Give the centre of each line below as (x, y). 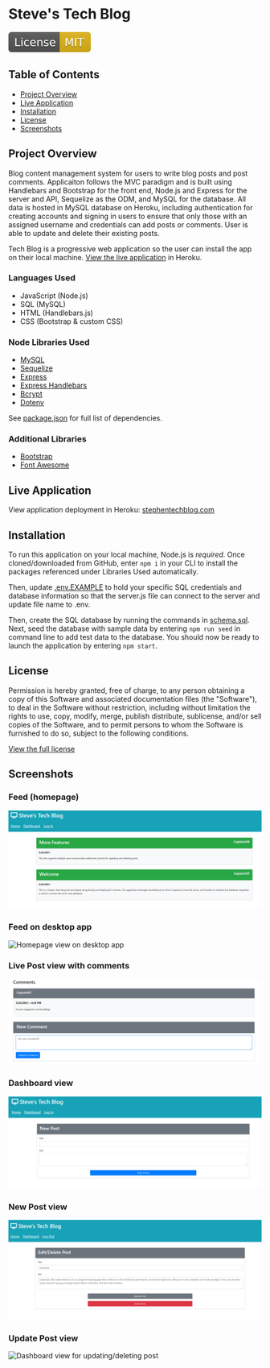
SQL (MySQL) (43, 304)
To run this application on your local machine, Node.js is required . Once (127, 555)
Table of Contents (54, 75)
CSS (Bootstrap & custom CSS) (71, 321)
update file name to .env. (49, 604)
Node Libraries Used (49, 342)
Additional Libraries (47, 439)
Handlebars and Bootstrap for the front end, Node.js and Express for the (128, 190)
